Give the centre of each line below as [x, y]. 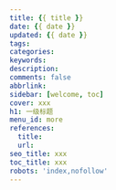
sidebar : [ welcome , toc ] [57, 94]
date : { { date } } [42, 26]
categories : [32, 52]
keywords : [28, 60]
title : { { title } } [47, 18]
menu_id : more [37, 120]
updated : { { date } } [49, 35]
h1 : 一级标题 [32, 111]
